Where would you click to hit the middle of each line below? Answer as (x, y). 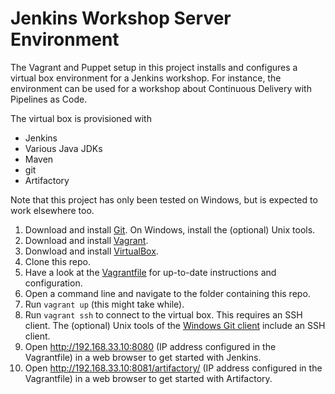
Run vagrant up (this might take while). (104, 304)
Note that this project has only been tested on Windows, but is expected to (164, 199)
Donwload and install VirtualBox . (91, 251)
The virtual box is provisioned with (81, 118)
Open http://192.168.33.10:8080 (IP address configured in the (150, 346)
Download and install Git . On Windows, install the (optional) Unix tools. (170, 229)
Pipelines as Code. (49, 99)
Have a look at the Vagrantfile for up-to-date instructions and (150, 272)
